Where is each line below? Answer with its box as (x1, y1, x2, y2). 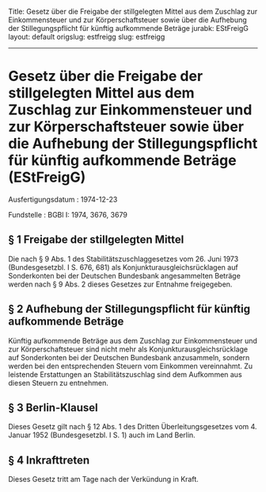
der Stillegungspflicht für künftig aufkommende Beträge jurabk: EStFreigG (8, 24, 249, 33)
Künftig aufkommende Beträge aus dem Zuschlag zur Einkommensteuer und (8, 336, 257, 345)
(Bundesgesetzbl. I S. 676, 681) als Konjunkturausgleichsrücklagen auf (8, 262, 239, 272)
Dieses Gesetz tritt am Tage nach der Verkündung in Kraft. (8, 475, 199, 484)
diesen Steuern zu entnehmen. (8, 378, 109, 387)
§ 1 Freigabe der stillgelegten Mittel (8, 233, 184, 247)
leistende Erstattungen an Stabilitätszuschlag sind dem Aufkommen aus (8, 369, 243, 379)
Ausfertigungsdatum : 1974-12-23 (8, 194, 118, 204)
